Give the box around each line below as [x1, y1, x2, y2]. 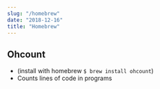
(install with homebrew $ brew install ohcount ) [17, 67, 154, 75]
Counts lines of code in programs [17, 74, 112, 83]
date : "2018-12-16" [7, 17, 63, 23]
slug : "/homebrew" [7, 10, 60, 17]
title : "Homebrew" [7, 23, 60, 30]
